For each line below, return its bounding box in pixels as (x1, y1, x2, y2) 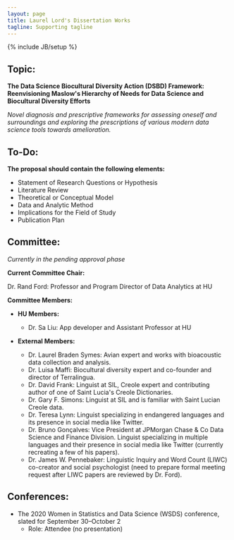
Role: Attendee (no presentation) (27, 524, 123, 533)
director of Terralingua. (27, 373, 95, 381)
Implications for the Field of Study (17, 209, 116, 216)
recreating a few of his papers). (27, 448, 120, 456)
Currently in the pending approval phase (7, 254, 125, 263)
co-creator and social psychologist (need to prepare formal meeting (27, 462, 226, 471)
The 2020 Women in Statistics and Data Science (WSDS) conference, (17, 509, 220, 518)
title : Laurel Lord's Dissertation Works (7, 17, 131, 24)
